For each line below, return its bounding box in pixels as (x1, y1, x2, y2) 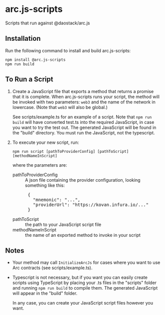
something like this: (24, 182, 65, 188)
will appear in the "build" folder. (12, 290, 78, 297)
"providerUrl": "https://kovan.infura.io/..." (33, 202, 149, 208)
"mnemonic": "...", (33, 197, 81, 203)
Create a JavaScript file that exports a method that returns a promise (12, 88, 154, 94)
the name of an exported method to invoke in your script (24, 232, 141, 238)
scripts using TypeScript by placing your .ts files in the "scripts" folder (12, 280, 157, 286)
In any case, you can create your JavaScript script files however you (12, 300, 154, 306)
